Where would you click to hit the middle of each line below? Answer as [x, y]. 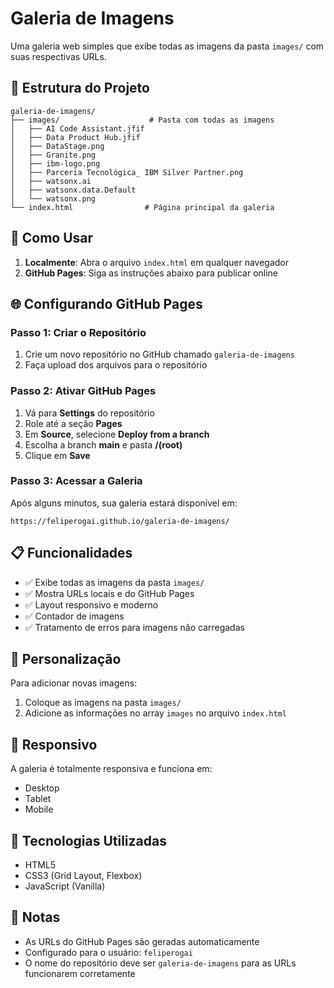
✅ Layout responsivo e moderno [91, 604]
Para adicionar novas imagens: [74, 683]
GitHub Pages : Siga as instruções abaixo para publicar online [151, 273]
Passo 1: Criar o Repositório [78, 332]
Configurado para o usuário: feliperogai [108, 952]
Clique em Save [57, 455]
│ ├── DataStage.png [57, 146]
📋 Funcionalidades [71, 553]
